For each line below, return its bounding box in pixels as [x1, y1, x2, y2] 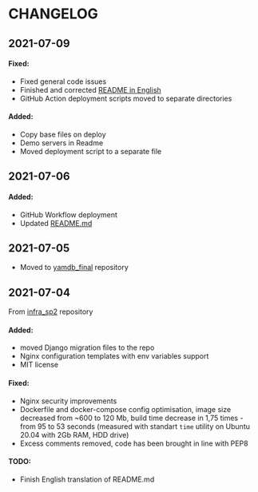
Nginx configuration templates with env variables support [19, 351, 209, 361]
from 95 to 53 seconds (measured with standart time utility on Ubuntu [19, 421, 250, 431]
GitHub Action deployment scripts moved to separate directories [19, 93, 232, 103]
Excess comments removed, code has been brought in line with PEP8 [19, 438, 249, 448]
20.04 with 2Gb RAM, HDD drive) [19, 430, 129, 439]
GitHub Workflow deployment [19, 209, 118, 220]
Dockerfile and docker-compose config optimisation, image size [19, 404, 232, 414]
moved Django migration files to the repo [19, 343, 155, 352]
